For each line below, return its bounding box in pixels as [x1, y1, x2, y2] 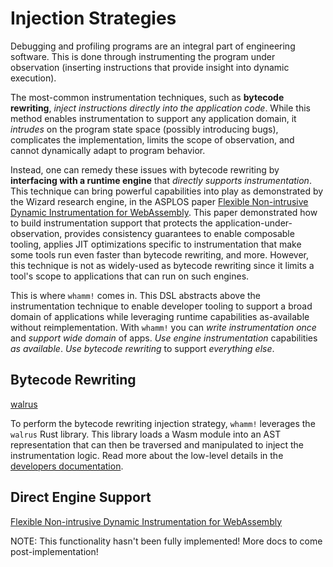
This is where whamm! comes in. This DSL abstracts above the [10, 289, 262, 301]
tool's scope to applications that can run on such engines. [10, 270, 250, 282]
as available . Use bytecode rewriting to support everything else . [10, 342, 275, 354]
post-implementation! [10, 545, 99, 557]
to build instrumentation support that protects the [10, 217, 213, 229]
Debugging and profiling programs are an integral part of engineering [10, 40, 296, 52]
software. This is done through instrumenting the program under [10, 50, 276, 62]
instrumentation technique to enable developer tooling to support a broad [10, 300, 313, 312]
